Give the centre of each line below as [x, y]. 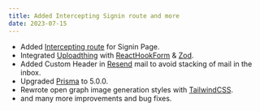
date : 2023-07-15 [38, 23]
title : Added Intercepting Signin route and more [94, 16]
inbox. [30, 72]
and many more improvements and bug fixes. [96, 98]
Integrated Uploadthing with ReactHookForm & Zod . [107, 55]
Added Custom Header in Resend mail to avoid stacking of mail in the [136, 64]
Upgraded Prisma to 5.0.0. [64, 81]
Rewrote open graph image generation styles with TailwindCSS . [127, 89]
